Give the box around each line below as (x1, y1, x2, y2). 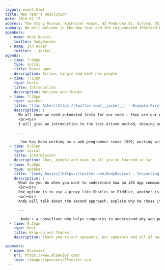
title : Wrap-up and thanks (14, 230, 69, 235)
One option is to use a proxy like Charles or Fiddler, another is (18, 190, 160, 195)
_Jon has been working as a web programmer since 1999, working (18, 139, 153, 144)
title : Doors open (14, 67, 52, 72)
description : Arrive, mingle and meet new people (14, 71, 118, 76)
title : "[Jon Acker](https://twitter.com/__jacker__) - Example (14, 103, 148, 108)
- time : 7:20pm (9, 94, 41, 99)
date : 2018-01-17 (5, 16, 41, 21)
